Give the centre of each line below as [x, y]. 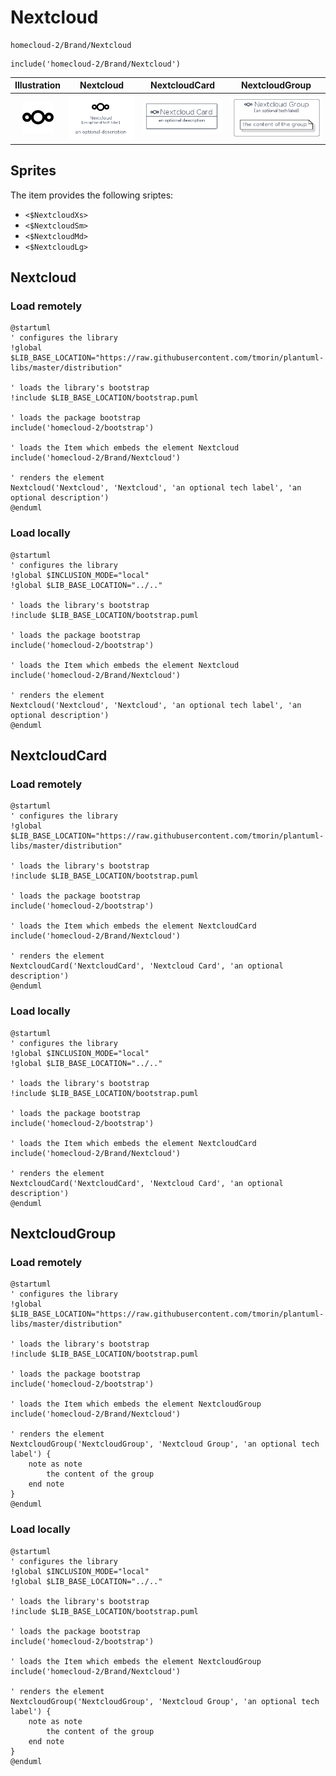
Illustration [38, 85]
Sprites [33, 171]
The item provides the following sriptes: [92, 195]
